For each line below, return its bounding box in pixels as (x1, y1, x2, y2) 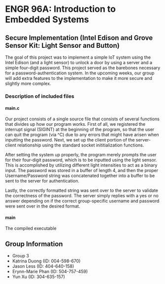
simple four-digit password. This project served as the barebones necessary (5, 65, 161, 71)
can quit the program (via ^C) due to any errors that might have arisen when (5, 132, 159, 138)
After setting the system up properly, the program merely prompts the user (5, 152, 157, 158)
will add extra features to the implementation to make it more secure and (5, 75, 153, 81)
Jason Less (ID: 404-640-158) (12, 263, 74, 269)
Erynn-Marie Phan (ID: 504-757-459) (12, 269, 88, 275)
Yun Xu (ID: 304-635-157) (12, 274, 66, 280)
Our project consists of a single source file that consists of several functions (5, 116, 160, 122)
